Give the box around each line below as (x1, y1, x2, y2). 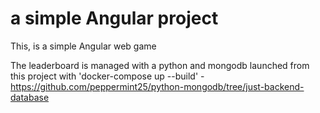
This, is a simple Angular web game (10, 40, 157, 52)
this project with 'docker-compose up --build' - (10, 70, 205, 82)
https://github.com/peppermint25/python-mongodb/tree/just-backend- (10, 80, 305, 92)
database (10, 91, 50, 103)
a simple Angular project (10, 7, 219, 30)
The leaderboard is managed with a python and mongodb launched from (10, 59, 310, 71)
